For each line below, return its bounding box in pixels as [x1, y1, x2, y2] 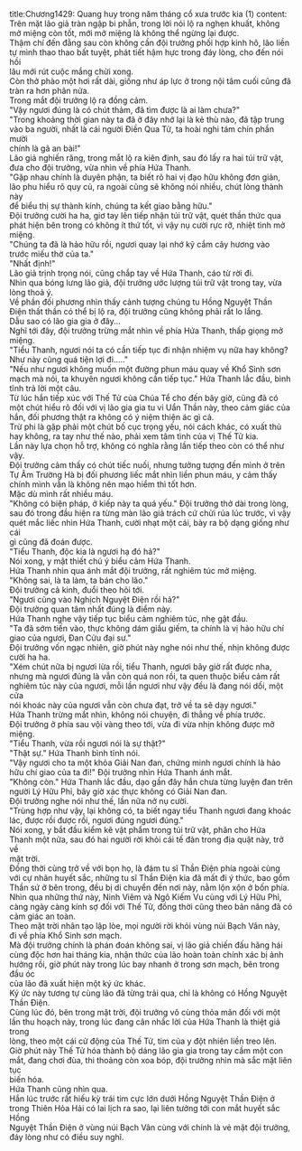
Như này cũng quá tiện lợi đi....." [9, 354, 129, 365]
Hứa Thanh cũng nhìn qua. [9, 1084, 108, 1094]
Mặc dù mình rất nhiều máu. [9, 489, 114, 499]
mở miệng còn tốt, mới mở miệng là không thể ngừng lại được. [9, 28, 240, 38]
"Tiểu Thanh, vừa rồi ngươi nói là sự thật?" [9, 738, 167, 749]
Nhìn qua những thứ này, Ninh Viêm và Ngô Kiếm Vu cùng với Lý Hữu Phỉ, [9, 892, 282, 903]
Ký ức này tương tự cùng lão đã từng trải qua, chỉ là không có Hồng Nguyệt [9, 987, 288, 998]
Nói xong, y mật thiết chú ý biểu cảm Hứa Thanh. [9, 556, 191, 566]
